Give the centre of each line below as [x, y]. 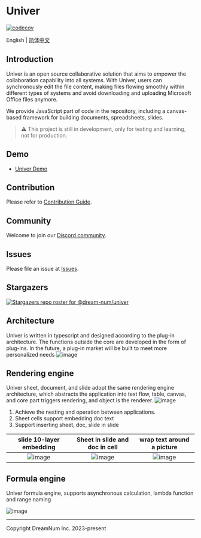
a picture [165, 447]
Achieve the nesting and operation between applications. [85, 412]
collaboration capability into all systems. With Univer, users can [84, 80]
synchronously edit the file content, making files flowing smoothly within [95, 86]
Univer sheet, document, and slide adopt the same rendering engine [90, 388]
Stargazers [27, 287]
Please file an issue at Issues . [42, 269]
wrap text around [165, 440]
